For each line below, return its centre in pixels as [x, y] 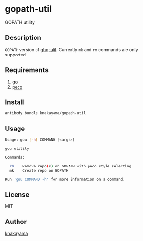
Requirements [27, 70]
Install [15, 102]
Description [23, 38]
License [17, 195]
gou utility [17, 148]
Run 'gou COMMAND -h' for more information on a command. [65, 179]
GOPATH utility [20, 22]
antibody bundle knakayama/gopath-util [45, 113]
